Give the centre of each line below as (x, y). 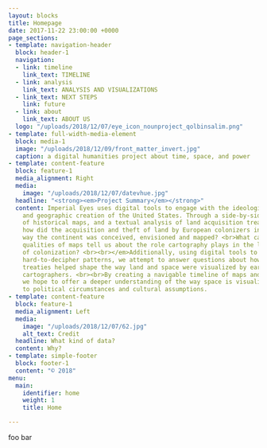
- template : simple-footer (53, 356)
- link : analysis (44, 82)
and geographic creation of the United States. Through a (120, 216)
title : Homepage (35, 23)
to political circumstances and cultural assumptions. (115, 290)
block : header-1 (42, 53)
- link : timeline (44, 68)
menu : (17, 378)
